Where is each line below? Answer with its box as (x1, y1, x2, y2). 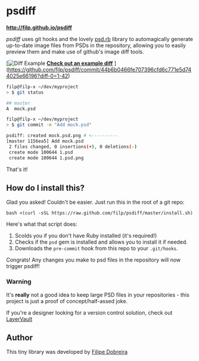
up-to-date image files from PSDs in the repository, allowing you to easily (6, 42, 186, 49)
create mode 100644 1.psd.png (8, 155, 84, 161)
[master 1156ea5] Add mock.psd (6, 138, 84, 144)
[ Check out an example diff (6, 60, 113, 67)
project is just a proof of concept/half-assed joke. (6, 297, 128, 304)
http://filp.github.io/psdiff (6, 24, 73, 31)
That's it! (6, 166, 28, 173)
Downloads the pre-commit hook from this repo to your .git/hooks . (14, 245, 179, 252)
